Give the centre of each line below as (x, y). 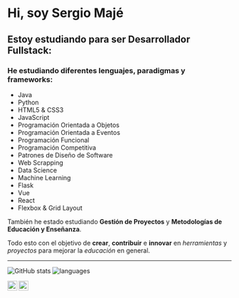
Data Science (37, 170)
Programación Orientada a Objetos (68, 125)
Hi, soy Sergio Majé (65, 13)
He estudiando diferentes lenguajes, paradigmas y (96, 70)
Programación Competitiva (57, 148)
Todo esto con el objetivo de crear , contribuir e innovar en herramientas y (117, 243)
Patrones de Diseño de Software (65, 155)
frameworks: (30, 79)
